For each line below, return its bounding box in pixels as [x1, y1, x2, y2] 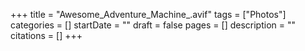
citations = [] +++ [10, 30, 83, 41]
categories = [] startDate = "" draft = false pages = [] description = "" [10, 19, 297, 31]
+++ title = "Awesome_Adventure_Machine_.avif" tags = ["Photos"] [10, 9, 287, 20]
